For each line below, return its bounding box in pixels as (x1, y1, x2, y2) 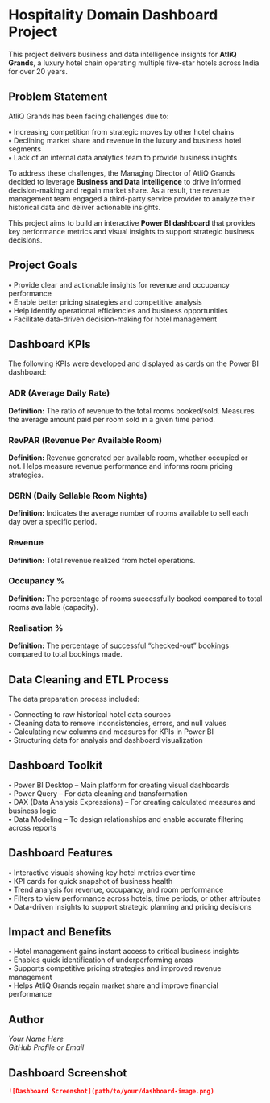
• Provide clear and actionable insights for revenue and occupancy (8, 280, 230, 289)
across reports (8, 823, 57, 832)
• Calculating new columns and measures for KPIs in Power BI (8, 727, 214, 736)
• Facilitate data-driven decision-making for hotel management (8, 314, 218, 324)
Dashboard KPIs (8, 337, 91, 351)
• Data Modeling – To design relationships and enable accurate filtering (8, 814, 244, 823)
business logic (8, 806, 56, 815)
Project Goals (8, 259, 78, 272)
